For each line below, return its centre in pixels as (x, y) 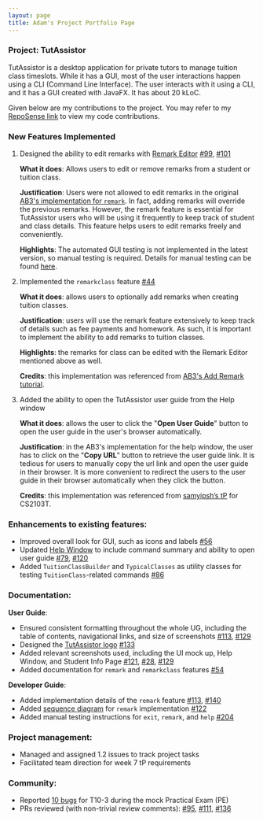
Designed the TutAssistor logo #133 (77, 644)
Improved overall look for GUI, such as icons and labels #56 (116, 542)
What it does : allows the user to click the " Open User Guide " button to (134, 423)
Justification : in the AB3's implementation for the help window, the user (136, 447)
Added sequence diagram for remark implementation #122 (113, 708)
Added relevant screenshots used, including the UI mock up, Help (126, 653)
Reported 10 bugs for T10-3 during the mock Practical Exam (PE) (124, 801)
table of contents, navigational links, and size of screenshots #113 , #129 (135, 636)
